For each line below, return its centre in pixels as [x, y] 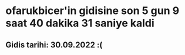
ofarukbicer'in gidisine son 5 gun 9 [92, 11]
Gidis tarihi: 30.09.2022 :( [54, 45]
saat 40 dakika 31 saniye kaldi [80, 23]
